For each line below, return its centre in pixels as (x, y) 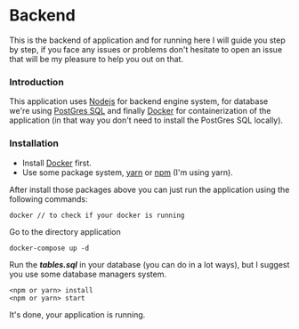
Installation (34, 143)
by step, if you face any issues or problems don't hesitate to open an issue (146, 49)
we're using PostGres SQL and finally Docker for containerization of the (140, 111)
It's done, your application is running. (77, 314)
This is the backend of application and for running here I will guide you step (148, 40)
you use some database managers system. (88, 274)
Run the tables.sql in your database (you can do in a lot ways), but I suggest (149, 264)
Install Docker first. (57, 163)
